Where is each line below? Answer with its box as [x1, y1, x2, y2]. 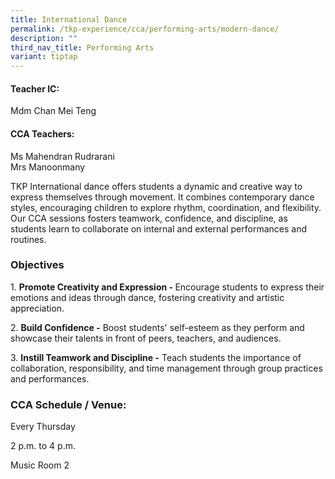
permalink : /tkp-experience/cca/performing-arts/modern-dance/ [10, 24, 280, 34]
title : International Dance [10, 14, 128, 25]
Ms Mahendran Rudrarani [10, 150, 115, 162]
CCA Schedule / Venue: [10, 397, 127, 411]
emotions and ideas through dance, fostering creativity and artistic [10, 291, 285, 303]
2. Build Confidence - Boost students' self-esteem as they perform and [10, 321, 305, 333]
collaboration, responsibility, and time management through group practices [10, 362, 323, 374]
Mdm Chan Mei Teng [10, 105, 97, 117]
